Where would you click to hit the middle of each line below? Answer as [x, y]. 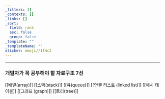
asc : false [21, 32]
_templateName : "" [24, 46]
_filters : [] [18, 10]
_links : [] [16, 19]
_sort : [12, 23]
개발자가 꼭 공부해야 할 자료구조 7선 [44, 73]
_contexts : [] [20, 14]
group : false [23, 37]
